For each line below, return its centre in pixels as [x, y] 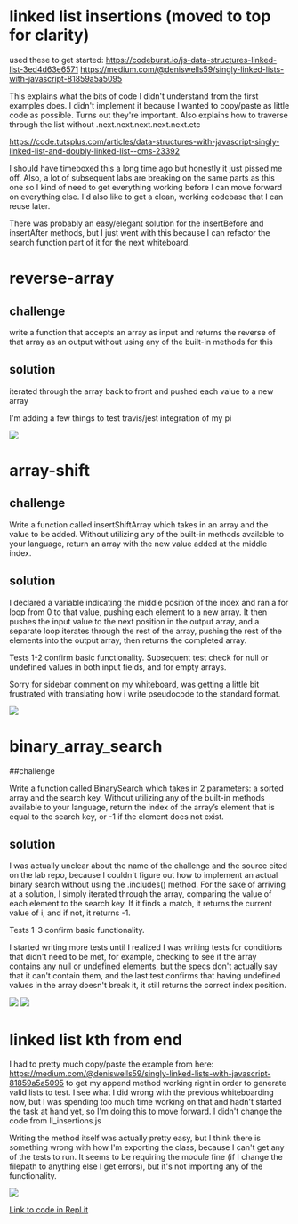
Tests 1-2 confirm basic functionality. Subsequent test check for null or [139, 657]
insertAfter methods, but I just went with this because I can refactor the [140, 232]
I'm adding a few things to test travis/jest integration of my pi [121, 418]
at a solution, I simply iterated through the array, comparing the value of [141, 894]
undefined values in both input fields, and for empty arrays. [118, 667]
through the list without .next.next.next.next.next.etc [105, 124]
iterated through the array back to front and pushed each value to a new [141, 391]
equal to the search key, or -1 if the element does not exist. [117, 817]
